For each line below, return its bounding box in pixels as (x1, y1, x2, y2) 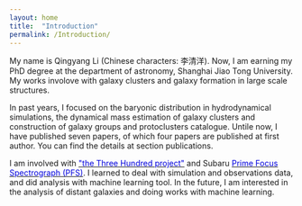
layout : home (9, 13, 59, 22)
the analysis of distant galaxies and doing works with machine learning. (9, 186, 275, 198)
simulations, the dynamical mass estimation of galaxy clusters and (9, 112, 255, 122)
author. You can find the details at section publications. (9, 140, 214, 151)
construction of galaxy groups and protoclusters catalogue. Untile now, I (9, 121, 278, 132)
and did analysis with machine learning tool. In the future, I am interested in (9, 177, 288, 188)
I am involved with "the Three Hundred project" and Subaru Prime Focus (9, 158, 279, 169)
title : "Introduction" (9, 22, 99, 31)
